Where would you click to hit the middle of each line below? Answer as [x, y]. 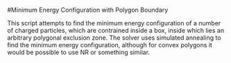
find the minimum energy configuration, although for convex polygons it [110, 45]
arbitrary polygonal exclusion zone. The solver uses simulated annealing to [114, 38]
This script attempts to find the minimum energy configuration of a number [114, 23]
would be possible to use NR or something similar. [79, 52]
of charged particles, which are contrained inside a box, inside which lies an [115, 30]
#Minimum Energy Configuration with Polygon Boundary [88, 10]
